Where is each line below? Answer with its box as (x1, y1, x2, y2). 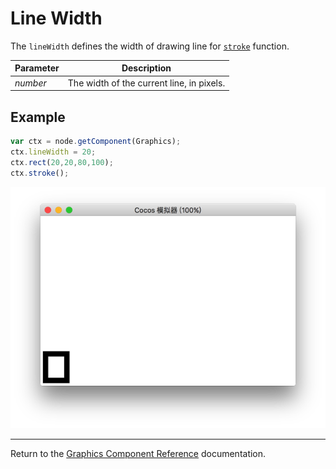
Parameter (14, 62, 60, 74)
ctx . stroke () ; (10, 168, 70, 178)
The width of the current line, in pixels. (67, 77, 226, 89)
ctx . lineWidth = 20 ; (10, 147, 97, 157)
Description (121, 62, 172, 74)
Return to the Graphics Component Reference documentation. (10, 448, 267, 459)
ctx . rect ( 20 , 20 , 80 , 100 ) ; (10, 157, 114, 167)
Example (10, 108, 66, 126)
